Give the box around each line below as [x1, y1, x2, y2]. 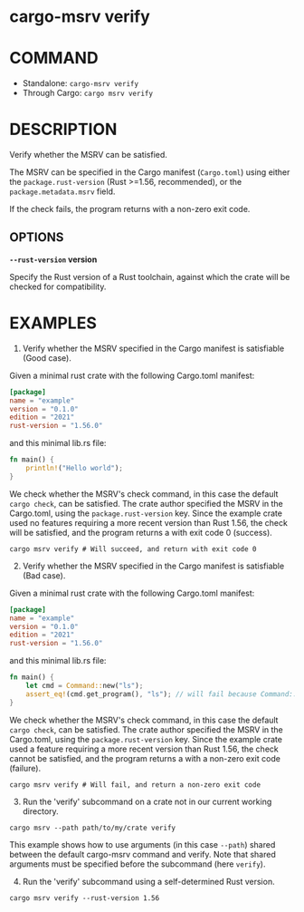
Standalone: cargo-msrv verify [22, 78, 138, 89]
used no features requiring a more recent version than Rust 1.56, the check [9, 517, 288, 528]
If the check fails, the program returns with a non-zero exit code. [9, 204, 251, 215]
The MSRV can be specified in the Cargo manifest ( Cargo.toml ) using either [9, 167, 290, 178]
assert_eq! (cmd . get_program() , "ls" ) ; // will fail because [25, 689, 257, 699]
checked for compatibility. [9, 281, 107, 292]
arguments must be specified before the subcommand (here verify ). [9, 859, 266, 869]
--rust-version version [9, 254, 98, 265]
